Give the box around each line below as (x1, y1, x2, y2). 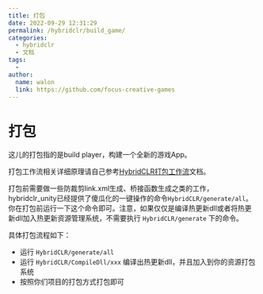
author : (8, 71, 34, 79)
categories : (8, 33, 48, 42)
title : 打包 (8, 11, 45, 20)
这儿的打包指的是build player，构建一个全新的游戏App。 (8, 150, 192, 160)
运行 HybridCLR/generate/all (19, 247, 115, 257)
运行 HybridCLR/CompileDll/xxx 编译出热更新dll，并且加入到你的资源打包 (19, 257, 256, 267)
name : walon (15, 78, 55, 86)
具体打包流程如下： (8, 230, 71, 240)
